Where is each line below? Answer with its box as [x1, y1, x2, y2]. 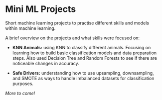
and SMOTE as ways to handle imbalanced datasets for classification [12, 75, 155, 81]
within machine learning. [5, 25, 56, 31]
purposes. [12, 81, 34, 87]
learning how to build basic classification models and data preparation [12, 50, 157, 56]
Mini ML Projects [5, 3, 76, 15]
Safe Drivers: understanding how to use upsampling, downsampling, [12, 70, 154, 76]
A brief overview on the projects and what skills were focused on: [5, 35, 140, 41]
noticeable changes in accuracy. [12, 60, 80, 66]
